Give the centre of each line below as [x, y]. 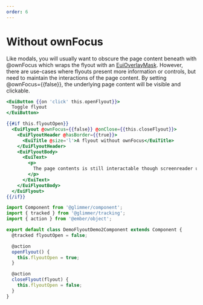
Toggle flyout [29, 107]
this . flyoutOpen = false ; [50, 285]
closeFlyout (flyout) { [40, 280]
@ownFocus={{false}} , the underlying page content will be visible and [94, 84]
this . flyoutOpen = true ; [48, 257]
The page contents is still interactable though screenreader [113, 169]
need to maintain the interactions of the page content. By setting [86, 78]
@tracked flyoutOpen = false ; [50, 235]
